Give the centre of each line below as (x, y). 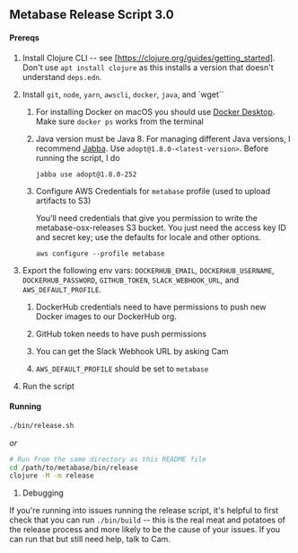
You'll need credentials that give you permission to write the (146, 218)
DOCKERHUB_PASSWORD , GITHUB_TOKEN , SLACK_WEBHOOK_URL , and (131, 280)
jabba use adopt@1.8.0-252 (86, 174)
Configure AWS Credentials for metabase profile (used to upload (153, 191)
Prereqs (25, 37)
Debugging (43, 493)
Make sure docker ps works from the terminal (119, 121)
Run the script (48, 386)
